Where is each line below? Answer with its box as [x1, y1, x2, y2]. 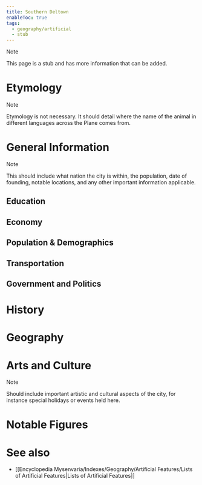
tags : [6, 20, 20, 26]
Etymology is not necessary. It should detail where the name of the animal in [6, 113, 197, 120]
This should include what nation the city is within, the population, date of [6, 172, 187, 179]
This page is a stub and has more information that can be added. [6, 60, 168, 67]
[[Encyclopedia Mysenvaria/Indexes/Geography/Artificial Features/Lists [15, 466, 193, 473]
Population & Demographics [6, 238, 114, 248]
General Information [6, 141, 110, 155]
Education [6, 196, 46, 207]
